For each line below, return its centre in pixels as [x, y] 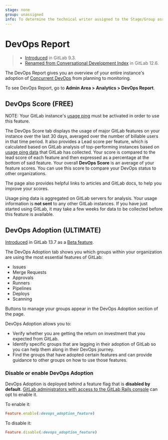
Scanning [22, 299]
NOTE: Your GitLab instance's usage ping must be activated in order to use [82, 116]
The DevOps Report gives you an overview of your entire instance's [75, 73]
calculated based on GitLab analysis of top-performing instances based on [82, 147]
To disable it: [18, 423]
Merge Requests [29, 272]
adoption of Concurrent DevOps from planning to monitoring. [68, 78]
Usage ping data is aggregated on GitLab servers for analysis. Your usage [81, 198]
